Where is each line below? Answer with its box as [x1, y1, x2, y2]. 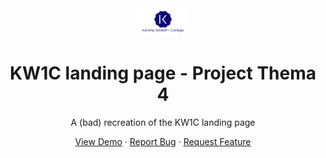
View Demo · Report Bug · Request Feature [74, 135, 252, 147]
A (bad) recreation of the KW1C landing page [70, 116, 256, 128]
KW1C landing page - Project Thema [9, 62, 317, 85]
